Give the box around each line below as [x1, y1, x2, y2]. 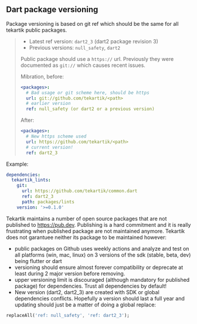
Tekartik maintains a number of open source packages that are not [6, 215, 167, 222]
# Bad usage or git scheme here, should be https [26, 90, 150, 96]
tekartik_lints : [11, 177, 51, 183]
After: [20, 117, 35, 124]
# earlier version [26, 101, 71, 107]
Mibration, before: [20, 73, 64, 80]
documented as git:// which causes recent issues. [20, 62, 145, 69]
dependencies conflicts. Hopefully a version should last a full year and [14, 295, 185, 302]
